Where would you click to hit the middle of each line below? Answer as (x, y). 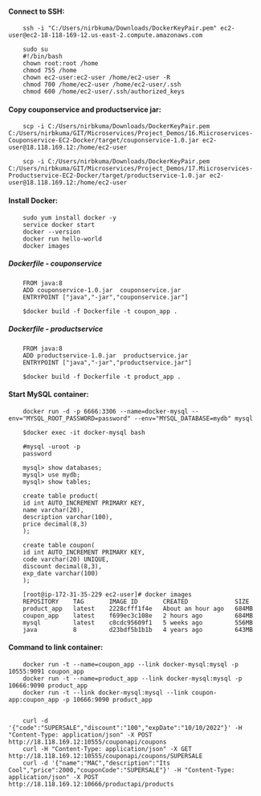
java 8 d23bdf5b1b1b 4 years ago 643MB (138, 629)
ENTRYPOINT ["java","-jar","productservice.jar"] (108, 362)
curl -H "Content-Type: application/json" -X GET (108, 749)
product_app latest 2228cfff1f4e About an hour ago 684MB (138, 608)
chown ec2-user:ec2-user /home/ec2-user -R (97, 78)
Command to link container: (56, 647)
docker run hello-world (63, 239)
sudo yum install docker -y (69, 217)
